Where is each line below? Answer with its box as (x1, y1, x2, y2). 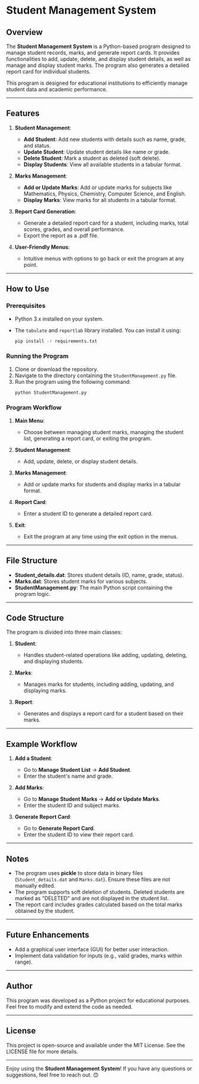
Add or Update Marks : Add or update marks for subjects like (23, 184, 172, 191)
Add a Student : (14, 755, 53, 762)
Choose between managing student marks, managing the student (23, 428, 184, 435)
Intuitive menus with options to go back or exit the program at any (23, 255, 185, 262)
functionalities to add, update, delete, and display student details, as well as (6, 56, 191, 62)
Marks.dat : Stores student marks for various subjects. (14, 578, 147, 585)
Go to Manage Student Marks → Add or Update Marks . (23, 796, 161, 803)
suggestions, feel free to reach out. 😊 (6, 1071, 99, 1078)
